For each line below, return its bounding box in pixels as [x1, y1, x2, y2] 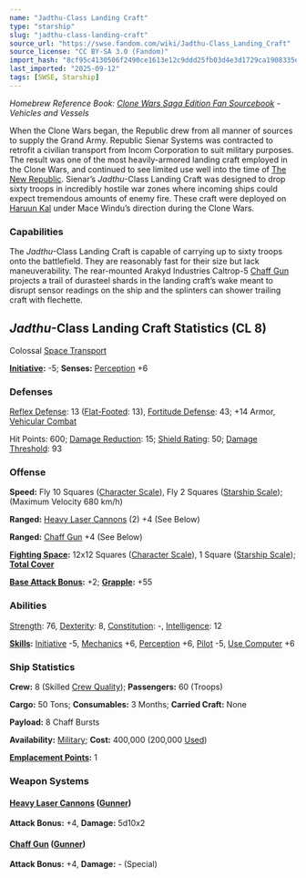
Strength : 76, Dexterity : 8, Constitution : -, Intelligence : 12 [9, 620, 222, 631]
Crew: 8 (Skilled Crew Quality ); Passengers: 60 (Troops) [9, 681, 223, 693]
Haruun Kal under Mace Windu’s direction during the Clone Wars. [9, 202, 255, 213]
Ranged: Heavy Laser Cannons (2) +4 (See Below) [9, 514, 200, 525]
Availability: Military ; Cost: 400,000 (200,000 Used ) [9, 735, 208, 746]
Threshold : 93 [9, 443, 62, 454]
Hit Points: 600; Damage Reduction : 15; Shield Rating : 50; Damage [9, 434, 258, 445]
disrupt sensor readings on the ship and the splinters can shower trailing [9, 284, 281, 296]
